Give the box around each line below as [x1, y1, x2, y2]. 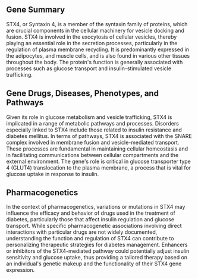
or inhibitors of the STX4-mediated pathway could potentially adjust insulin [6, 247, 190, 255]
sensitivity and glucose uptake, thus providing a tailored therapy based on [6, 254, 188, 261]
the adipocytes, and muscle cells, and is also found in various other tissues [6, 52, 190, 59]
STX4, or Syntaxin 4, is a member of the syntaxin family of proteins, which [6, 20, 188, 27]
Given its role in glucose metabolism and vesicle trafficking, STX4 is [6, 113, 172, 121]
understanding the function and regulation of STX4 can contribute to [6, 235, 174, 242]
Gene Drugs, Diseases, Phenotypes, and [6, 89, 159, 99]
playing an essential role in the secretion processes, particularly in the [6, 39, 178, 46]
